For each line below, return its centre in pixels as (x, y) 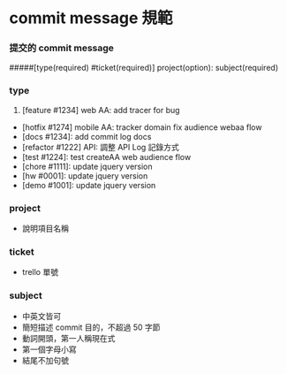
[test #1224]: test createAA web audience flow (106, 156)
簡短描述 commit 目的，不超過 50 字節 (91, 327)
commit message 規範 (91, 18)
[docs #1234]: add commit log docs (87, 136)
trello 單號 (40, 272)
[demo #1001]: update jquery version (89, 185)
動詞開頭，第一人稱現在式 (68, 338)
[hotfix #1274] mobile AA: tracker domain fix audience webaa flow (142, 127)
